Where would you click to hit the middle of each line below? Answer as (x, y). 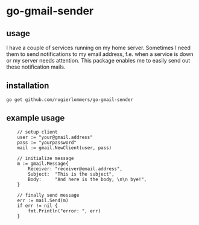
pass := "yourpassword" (47, 143)
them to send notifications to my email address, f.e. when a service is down (100, 54)
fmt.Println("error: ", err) (65, 211)
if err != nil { (38, 206)
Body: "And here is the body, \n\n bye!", (87, 179)
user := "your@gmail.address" (55, 137)
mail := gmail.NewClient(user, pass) (65, 148)
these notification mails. (36, 67)
